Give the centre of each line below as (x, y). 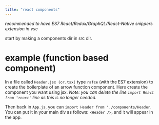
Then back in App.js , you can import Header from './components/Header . (79, 107)
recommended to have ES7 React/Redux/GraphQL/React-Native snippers (79, 23)
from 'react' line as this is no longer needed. (51, 97)
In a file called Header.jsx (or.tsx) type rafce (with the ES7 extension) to (79, 82)
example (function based (57, 58)
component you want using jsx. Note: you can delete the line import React (80, 92)
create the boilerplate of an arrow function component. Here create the (76, 87)
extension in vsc (21, 29)
